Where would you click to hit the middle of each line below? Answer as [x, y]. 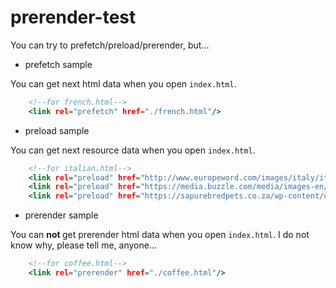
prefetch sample [58, 64]
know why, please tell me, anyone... [84, 245]
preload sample [57, 130]
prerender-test [73, 17]
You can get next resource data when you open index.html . [133, 150]
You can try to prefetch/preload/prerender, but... [110, 45]
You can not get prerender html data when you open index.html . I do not [160, 235]
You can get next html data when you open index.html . [123, 83]
